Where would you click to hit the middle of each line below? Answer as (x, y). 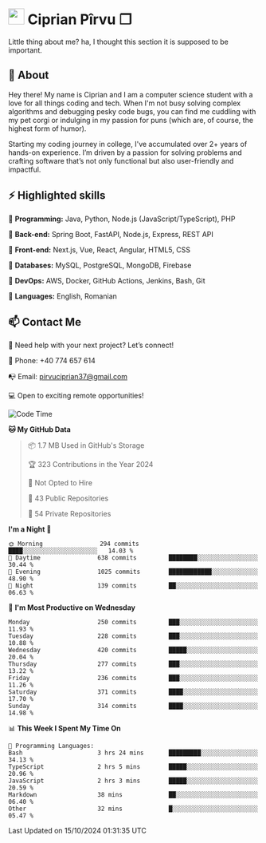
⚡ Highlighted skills (57, 196)
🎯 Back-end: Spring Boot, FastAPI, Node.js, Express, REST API (111, 234)
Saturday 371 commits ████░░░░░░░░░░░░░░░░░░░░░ (133, 692)
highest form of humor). (47, 129)
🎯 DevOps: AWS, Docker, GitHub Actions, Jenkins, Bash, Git (107, 280)
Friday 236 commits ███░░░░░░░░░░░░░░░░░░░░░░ (133, 679)
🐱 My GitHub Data (40, 429)
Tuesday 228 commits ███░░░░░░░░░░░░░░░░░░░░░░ (133, 636)
